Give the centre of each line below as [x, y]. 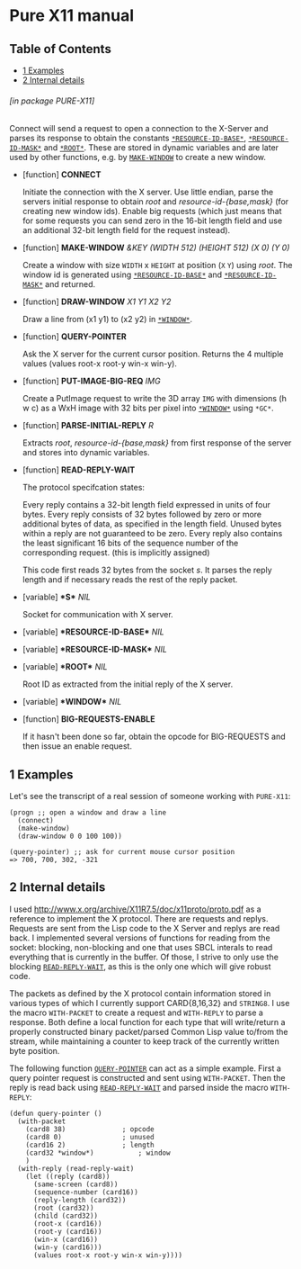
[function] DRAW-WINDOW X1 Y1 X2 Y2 [97, 301]
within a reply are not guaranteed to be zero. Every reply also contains [152, 534]
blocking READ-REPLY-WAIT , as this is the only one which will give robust [140, 966]
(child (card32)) [66, 1216]
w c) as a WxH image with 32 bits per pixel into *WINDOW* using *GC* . [148, 408]
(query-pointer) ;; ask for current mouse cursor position [122, 852]
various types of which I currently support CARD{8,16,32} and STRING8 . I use [150, 1003]
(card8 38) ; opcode [90, 1129]
